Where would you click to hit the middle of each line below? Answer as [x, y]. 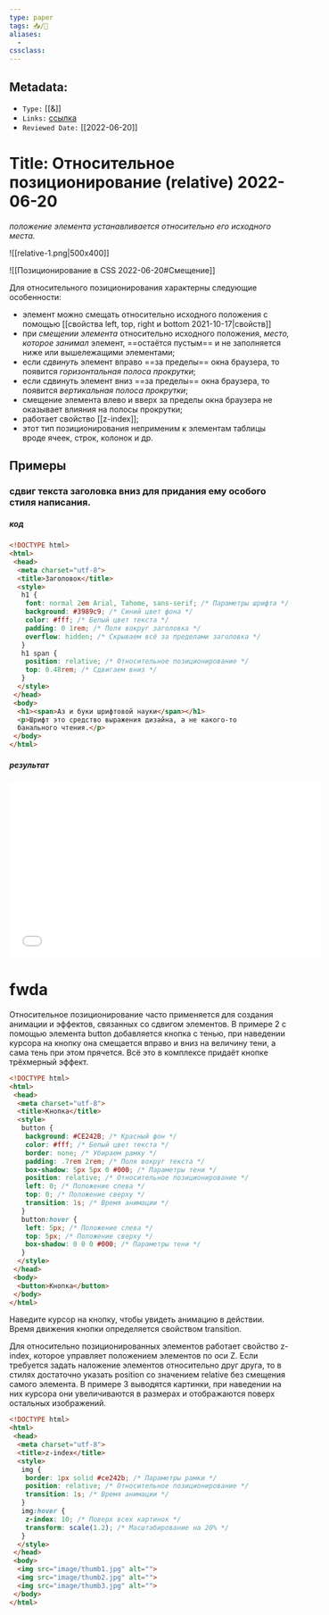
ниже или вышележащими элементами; [99, 352]
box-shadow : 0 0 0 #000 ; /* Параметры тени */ [113, 1244]
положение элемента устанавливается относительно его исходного [140, 226]
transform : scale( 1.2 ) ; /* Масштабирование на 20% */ [127, 1527]
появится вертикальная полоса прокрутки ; [105, 390]
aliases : [25, 34]
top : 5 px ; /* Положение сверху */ [89, 1236]
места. [22, 235]
